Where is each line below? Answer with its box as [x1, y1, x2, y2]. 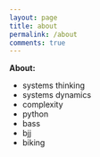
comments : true [9, 38, 66, 48]
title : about [9, 22, 58, 31]
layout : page [9, 13, 58, 22]
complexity [21, 100, 64, 110]
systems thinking [21, 80, 86, 91]
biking [21, 137, 46, 148]
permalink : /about [9, 30, 78, 39]
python [21, 109, 49, 119]
